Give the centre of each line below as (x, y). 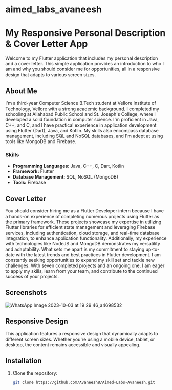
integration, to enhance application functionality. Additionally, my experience (86, 238)
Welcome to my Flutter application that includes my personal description (82, 58)
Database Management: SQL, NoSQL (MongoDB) (66, 177)
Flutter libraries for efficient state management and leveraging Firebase (80, 227)
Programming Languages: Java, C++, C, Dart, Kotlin (68, 166)
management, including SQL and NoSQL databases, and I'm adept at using (84, 136)
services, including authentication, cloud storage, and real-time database (82, 233)
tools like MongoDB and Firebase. (41, 141)
